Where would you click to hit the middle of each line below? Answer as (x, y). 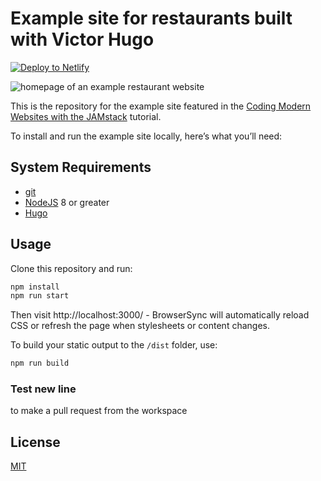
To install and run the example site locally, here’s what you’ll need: (146, 136)
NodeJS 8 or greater (67, 202)
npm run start (40, 296)
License (35, 442)
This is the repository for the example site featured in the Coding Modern (161, 106)
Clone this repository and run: (71, 268)
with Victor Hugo (82, 39)
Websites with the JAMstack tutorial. (86, 116)
